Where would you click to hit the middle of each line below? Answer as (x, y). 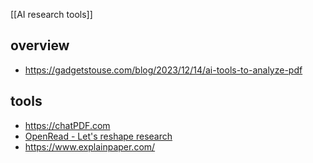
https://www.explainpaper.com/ (90, 146)
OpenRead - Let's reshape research (98, 136)
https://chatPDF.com (67, 125)
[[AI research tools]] (51, 14)
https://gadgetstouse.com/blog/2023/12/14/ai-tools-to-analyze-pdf (163, 70)
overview (40, 45)
